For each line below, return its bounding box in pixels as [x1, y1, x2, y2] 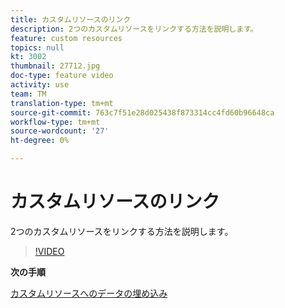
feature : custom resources [10, 33, 123, 43]
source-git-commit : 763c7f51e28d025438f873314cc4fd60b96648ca [10, 107, 275, 118]
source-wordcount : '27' [10, 126, 110, 136]
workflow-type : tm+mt [10, 117, 101, 127]
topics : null [10, 42, 65, 53]
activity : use [10, 80, 70, 90]
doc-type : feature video [10, 71, 114, 81]
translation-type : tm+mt [10, 98, 114, 108]
